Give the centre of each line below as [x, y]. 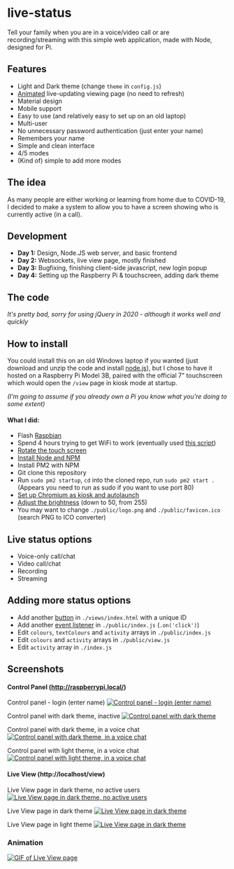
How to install [38, 343]
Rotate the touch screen [52, 450]
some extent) [26, 404]
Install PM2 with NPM [48, 465]
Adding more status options [69, 600]
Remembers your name [51, 138]
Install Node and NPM [49, 458]
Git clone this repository [52, 473]
